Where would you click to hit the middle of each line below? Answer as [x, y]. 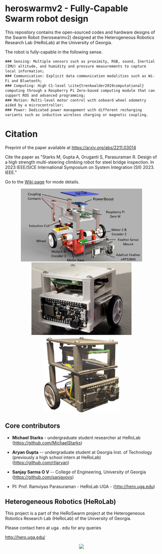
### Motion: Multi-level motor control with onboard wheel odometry [76, 100]
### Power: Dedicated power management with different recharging [73, 110]
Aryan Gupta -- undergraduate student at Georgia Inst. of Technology [82, 452]
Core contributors [33, 426]
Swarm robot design [47, 19]
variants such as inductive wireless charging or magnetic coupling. [77, 115]
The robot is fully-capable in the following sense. [54, 52]
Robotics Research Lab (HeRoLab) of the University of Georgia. [68, 519]
